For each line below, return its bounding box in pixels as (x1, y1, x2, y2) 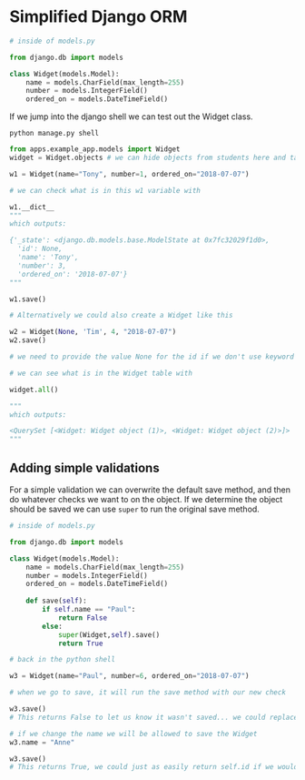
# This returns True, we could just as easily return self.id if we (9, 763, 274, 772)
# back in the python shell (9, 655, 116, 664)
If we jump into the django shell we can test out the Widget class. (9, 111, 253, 122)
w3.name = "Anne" (9, 737, 75, 747)
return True (57, 639, 103, 648)
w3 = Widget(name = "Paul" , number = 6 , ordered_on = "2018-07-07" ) (9, 672, 250, 681)
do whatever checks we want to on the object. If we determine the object (9, 494, 283, 504)
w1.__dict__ (9, 202, 54, 211)
